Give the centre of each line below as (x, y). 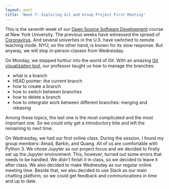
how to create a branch (37, 86)
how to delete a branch (37, 97)
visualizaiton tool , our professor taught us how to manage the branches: (80, 66)
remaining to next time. (29, 128)
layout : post (19, 10)
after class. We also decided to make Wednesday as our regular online (78, 165)
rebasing (22, 108)
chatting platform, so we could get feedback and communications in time (81, 175)
